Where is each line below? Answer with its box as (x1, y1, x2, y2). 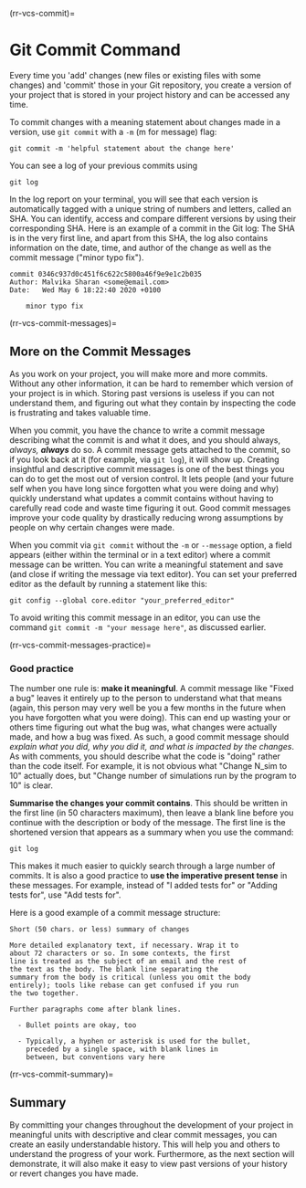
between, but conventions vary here (26, 1053, 166, 1062)
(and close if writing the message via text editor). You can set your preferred (9, 568, 298, 579)
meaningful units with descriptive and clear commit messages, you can (9, 1129, 278, 1140)
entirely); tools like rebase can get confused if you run (9, 981, 239, 990)
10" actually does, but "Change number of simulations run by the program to (9, 771, 297, 782)
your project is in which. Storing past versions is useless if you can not (9, 387, 275, 398)
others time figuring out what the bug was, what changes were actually (9, 721, 278, 733)
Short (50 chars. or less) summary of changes (9, 925, 190, 934)
